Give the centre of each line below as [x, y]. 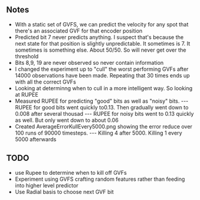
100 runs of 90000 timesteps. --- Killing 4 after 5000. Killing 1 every [99, 133]
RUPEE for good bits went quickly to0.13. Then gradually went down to [101, 107]
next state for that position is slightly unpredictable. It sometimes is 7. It [102, 43]
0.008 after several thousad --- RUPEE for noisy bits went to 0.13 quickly [104, 114]
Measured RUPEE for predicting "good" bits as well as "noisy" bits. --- [101, 101]
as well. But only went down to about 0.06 [66, 120]
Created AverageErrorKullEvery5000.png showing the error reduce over [104, 126]
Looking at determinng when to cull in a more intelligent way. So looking [104, 88]
